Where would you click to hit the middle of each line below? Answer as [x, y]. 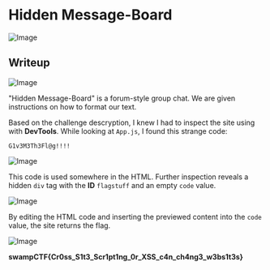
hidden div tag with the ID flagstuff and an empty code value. [112, 185]
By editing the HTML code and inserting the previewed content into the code [135, 216]
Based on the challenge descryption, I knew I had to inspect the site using [132, 122]
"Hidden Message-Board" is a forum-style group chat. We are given [122, 98]
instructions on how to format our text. [73, 106]
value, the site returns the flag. [60, 225]
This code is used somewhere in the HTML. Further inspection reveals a [129, 177]
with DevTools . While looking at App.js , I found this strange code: [118, 131]
